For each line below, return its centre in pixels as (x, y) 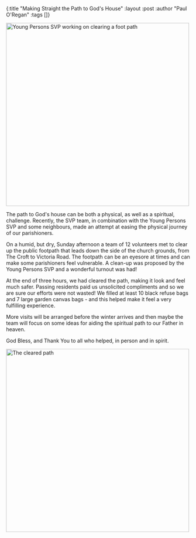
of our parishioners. (30, 233)
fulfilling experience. (31, 305)
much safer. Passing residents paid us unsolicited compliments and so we (95, 287)
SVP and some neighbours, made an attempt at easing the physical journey (97, 227)
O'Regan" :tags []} (28, 15)
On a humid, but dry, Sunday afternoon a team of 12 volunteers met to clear (97, 244)
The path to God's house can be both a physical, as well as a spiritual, (90, 214)
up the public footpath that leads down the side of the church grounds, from (98, 251)
